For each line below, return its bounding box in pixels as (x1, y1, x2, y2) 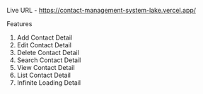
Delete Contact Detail (16, 49, 79, 57)
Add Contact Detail (16, 33, 73, 42)
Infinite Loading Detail (16, 78, 81, 87)
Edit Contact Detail (16, 41, 72, 49)
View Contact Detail (16, 64, 75, 71)
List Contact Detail (16, 71, 71, 79)
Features (6, 20, 33, 28)
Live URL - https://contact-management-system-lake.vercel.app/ (6, 6, 196, 14)
